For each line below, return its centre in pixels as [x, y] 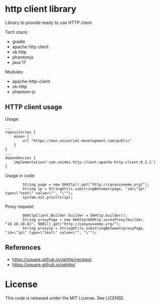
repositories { [20, 132]
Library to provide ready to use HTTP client [49, 23]
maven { [21, 136]
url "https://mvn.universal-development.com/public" [77, 141]
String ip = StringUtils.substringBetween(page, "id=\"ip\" [85, 189]
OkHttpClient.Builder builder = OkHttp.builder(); [75, 215]
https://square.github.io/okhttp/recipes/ [52, 259]
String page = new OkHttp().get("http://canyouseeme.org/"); [86, 185]
